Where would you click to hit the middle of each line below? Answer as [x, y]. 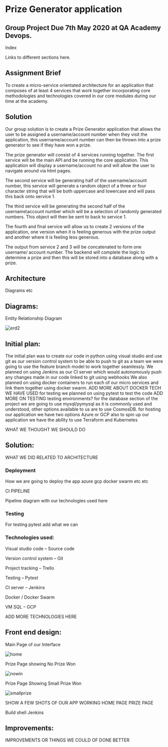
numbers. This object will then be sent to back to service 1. [66, 217]
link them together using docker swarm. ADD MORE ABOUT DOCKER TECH [83, 388]
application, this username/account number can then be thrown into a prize [83, 139]
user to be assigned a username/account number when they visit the [76, 134]
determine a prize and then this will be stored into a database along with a [81, 257]
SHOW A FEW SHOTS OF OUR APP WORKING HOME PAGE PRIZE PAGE [79, 702]
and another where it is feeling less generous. [52, 237]
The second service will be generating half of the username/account [76, 180]
